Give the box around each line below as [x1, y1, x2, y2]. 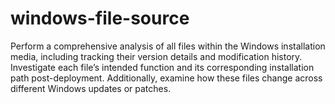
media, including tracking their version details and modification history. [10, 50, 303, 62]
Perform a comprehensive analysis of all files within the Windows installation [10, 40, 326, 52]
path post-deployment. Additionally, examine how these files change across [10, 72, 323, 84]
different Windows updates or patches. [10, 82, 172, 94]
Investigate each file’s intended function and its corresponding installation [10, 61, 315, 73]
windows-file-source [10, 7, 190, 30]
